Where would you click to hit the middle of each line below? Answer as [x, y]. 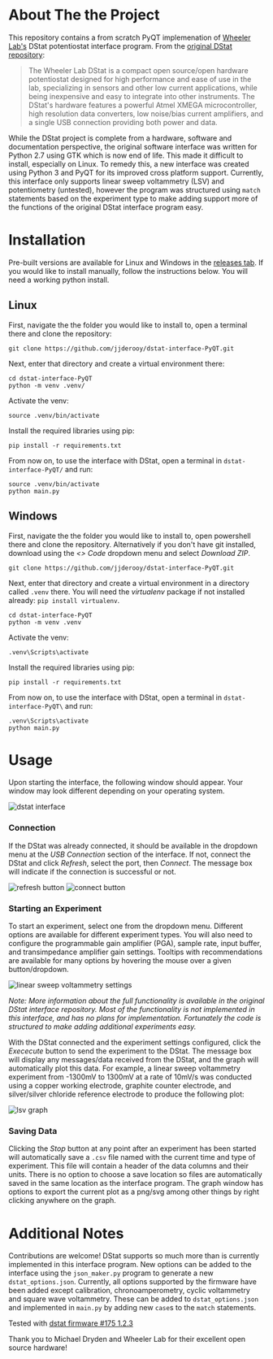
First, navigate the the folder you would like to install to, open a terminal [128, 325]
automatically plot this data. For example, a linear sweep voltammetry [125, 1068]
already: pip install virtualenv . [64, 600]
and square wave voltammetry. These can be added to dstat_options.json [133, 1299]
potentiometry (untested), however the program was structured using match [135, 189]
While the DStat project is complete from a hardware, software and [120, 138]
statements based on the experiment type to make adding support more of [133, 198]
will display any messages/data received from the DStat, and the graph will [133, 1060]
